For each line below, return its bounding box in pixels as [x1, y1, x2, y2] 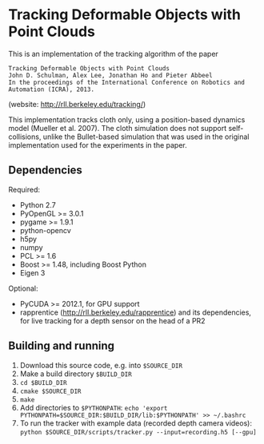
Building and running [8, 339, 114, 353]
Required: [8, 184, 41, 194]
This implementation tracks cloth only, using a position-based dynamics [8, 114, 246, 125]
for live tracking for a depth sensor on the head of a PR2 [19, 315, 206, 325]
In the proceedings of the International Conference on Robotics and [8, 78, 246, 86]
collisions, [8, 132, 42, 141]
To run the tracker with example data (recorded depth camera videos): [19, 418, 252, 428]
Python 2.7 [19, 200, 56, 209]
